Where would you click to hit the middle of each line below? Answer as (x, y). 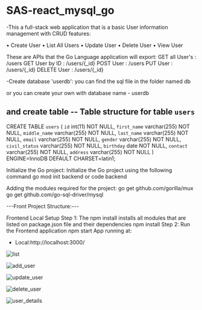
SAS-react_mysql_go (60, 11)
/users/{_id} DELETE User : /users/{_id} (55, 69)
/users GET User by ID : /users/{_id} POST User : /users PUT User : (90, 63)
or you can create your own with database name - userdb (78, 93)
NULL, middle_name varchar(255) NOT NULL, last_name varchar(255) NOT (97, 132)
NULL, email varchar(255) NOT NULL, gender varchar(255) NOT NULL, (94, 139)
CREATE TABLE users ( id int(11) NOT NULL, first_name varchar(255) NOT (98, 126)
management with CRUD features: (49, 33)
